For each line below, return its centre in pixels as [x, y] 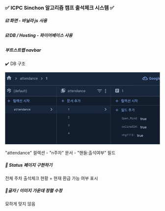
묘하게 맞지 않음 [20, 204]
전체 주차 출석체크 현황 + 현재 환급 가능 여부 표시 [52, 179]
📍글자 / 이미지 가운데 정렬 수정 [34, 191]
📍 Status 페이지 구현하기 [29, 165]
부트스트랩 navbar [23, 50]
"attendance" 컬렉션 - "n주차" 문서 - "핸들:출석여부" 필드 [60, 153]
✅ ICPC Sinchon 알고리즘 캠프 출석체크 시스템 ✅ [60, 7]
